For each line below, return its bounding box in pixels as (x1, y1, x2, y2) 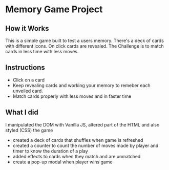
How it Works (5, 24, 49, 33)
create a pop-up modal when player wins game (12, 159, 113, 165)
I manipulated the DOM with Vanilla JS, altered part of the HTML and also (5, 121, 160, 128)
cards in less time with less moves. (5, 49, 79, 54)
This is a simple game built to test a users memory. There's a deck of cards (5, 37, 164, 44)
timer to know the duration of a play (12, 147, 88, 154)
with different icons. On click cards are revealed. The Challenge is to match (5, 43, 164, 49)
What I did (5, 108, 38, 117)
